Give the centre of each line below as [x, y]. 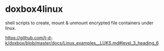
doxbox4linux [34, 9]
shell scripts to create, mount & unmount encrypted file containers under [79, 23]
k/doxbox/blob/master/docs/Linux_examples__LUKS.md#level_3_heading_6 [82, 43]
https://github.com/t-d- [29, 38]
